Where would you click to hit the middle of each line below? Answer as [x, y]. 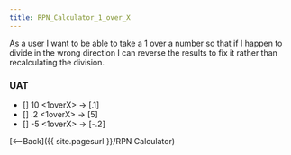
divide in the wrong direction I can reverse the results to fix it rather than [143, 52]
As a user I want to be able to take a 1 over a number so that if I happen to [146, 43]
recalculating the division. [57, 62]
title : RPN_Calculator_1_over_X [70, 17]
